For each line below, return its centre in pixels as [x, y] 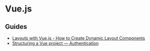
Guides [16, 27]
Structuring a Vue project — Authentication [55, 43]
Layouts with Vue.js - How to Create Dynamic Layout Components [78, 38]
